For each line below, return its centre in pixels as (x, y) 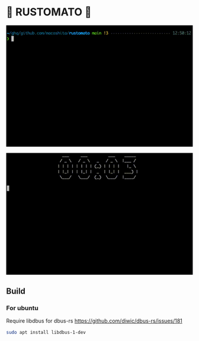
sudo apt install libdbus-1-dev (46, 333)
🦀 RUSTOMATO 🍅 (49, 12)
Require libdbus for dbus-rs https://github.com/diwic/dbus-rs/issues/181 (94, 321)
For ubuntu (22, 308)
